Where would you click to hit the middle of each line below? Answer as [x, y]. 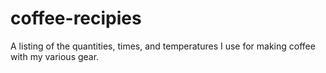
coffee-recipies [76, 18]
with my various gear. [55, 56]
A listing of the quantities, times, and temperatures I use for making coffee [163, 46]
